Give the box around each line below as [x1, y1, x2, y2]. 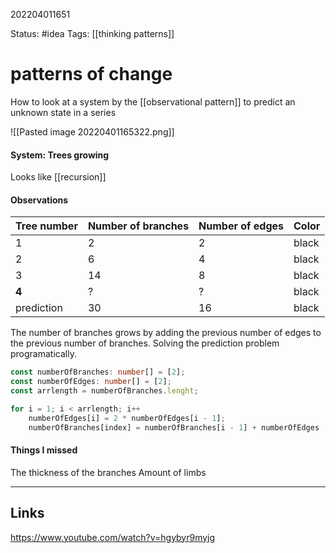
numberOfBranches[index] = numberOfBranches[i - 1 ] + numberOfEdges [28, 422, 320, 433]
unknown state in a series [10, 106, 117, 118]
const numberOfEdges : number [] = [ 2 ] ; [10, 377, 172, 387]
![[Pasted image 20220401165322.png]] [10, 125, 175, 138]
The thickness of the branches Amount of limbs [10, 466, 207, 478]
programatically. [10, 348, 77, 360]
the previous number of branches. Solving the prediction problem [10, 337, 280, 349]
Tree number [15, 219, 78, 233]
